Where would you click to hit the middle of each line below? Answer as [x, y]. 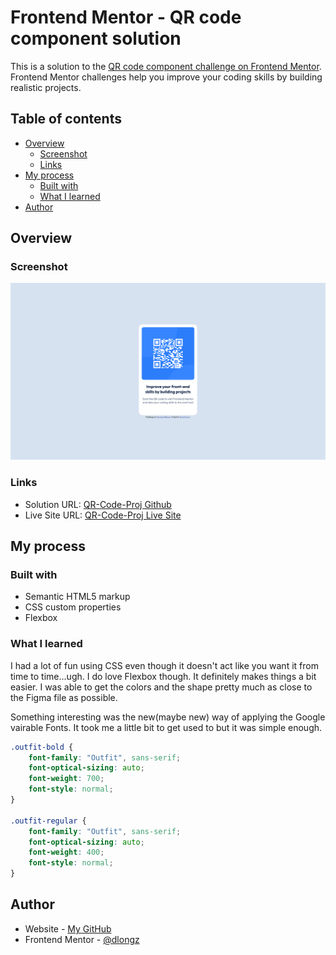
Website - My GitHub [68, 928]
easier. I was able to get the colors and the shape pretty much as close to [161, 687]
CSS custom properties [73, 607]
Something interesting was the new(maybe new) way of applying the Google [168, 717]
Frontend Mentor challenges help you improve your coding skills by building [166, 77]
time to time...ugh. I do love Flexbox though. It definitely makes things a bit [163, 676]
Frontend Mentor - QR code [126, 17]
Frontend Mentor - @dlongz [82, 939]
